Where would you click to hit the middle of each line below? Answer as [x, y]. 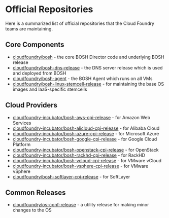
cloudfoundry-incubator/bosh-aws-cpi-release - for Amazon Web [81, 117]
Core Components [35, 45]
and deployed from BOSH [39, 73]
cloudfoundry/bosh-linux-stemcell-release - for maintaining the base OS [88, 84]
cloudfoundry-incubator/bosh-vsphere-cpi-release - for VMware [80, 166]
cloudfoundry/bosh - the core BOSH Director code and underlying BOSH [88, 57]
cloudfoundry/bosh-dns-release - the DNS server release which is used [88, 67]
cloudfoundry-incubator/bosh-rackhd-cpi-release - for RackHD [79, 155]
